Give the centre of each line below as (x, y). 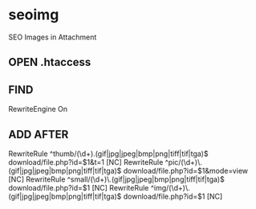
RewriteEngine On (38, 109)
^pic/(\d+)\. (184, 162)
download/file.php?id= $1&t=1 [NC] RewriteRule (86, 162)
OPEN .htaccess (50, 62)
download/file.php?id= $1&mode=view (186, 170)
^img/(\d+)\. (170, 187)
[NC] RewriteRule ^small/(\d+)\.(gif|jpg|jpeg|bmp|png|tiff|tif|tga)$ (116, 179)
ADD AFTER (39, 134)
